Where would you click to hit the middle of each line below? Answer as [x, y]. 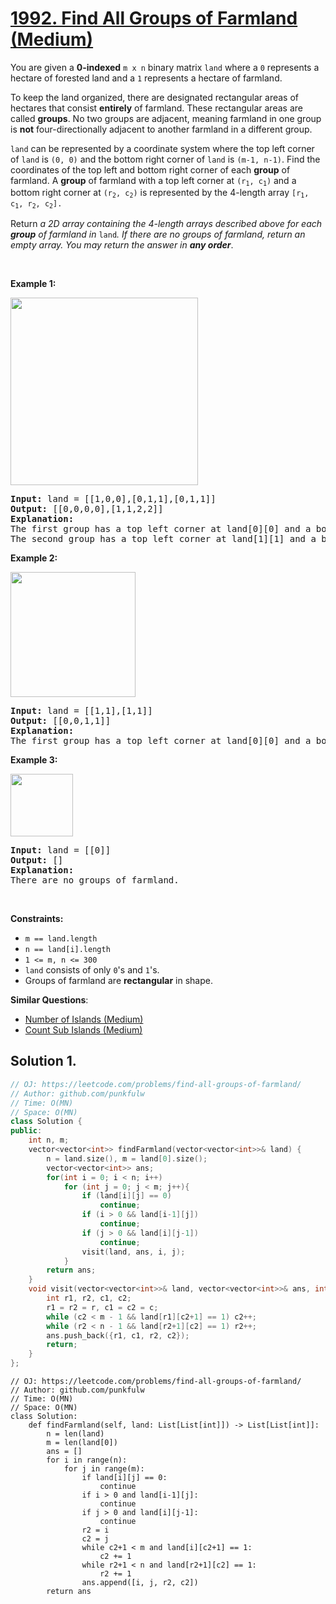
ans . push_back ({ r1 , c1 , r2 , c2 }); [118, 1335]
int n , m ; [49, 1140]
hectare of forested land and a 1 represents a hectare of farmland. [146, 78]
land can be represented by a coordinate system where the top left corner [162, 148]
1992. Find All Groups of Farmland [154, 18]
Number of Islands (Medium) [84, 1019]
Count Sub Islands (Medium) [83, 1030]
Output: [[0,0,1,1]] [61, 721]
